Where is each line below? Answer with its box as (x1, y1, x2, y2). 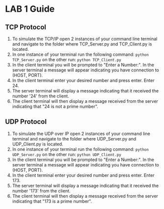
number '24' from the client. (12, 93, 69, 99)
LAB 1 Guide (5, 3, 55, 15)
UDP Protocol (5, 117, 47, 126)
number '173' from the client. (12, 187, 71, 194)
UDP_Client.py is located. (12, 141, 63, 147)
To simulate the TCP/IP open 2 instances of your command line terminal (12, 36, 158, 42)
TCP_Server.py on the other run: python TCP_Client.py (12, 57, 121, 62)
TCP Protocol (5, 23, 47, 31)
